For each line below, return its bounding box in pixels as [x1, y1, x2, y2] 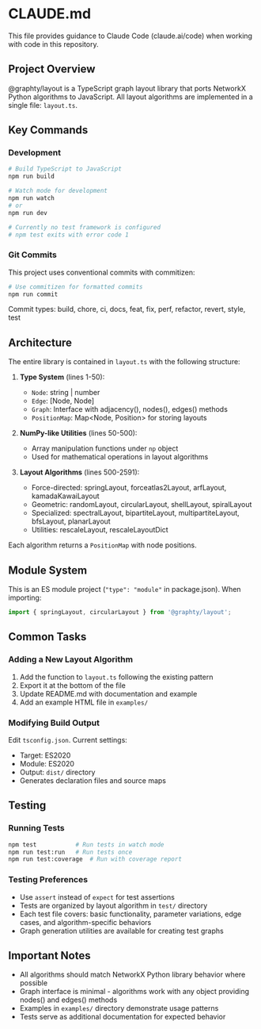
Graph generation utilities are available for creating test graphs [19, 926, 224, 935]
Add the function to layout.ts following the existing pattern [19, 672, 214, 682]
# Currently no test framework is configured [8, 223, 161, 231]
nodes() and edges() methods [19, 995, 118, 1004]
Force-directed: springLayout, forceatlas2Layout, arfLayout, [31, 483, 227, 493]
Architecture [8, 336, 73, 349]
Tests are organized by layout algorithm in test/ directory [19, 900, 208, 910]
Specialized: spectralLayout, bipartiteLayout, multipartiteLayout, [31, 509, 240, 518]
